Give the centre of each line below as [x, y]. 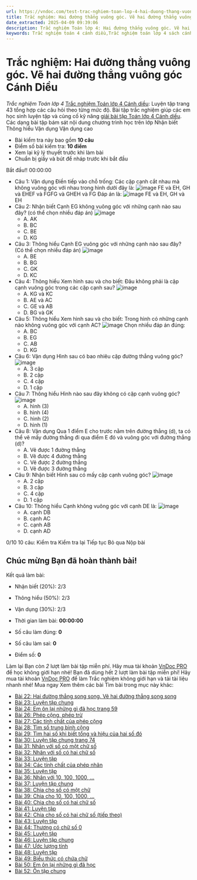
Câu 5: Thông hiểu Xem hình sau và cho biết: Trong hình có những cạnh [101, 319]
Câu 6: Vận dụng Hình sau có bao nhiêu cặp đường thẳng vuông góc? [99, 357]
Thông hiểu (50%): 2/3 [42, 597]
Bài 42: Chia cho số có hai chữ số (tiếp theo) [68, 815]
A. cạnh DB [37, 512]
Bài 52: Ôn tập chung [40, 871]
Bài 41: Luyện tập [35, 808]
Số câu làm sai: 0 [35, 643]
